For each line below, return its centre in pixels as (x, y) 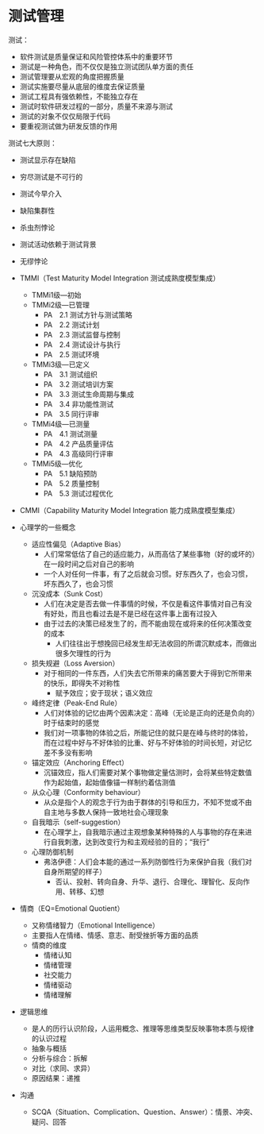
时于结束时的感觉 (71, 723)
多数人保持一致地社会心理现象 (120, 812)
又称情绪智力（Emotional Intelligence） (96, 925)
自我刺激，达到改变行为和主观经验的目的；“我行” (130, 842)
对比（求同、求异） (63, 1068)
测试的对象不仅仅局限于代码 (65, 116)
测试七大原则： (33, 143)
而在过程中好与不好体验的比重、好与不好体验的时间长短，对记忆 (147, 742)
